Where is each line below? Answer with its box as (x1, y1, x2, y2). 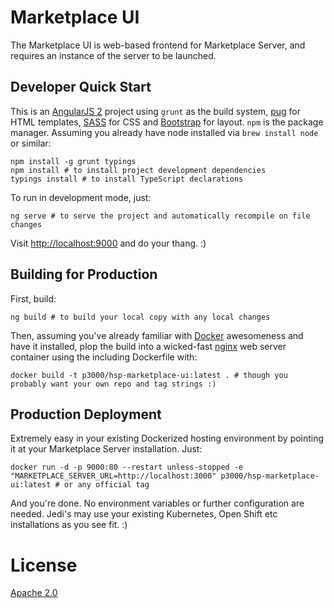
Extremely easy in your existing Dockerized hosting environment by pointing (10, 432, 325, 445)
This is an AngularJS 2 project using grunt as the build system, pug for (10, 105, 302, 117)
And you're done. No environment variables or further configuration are (10, 497, 305, 510)
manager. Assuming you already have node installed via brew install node (10, 126, 319, 138)
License (10, 554, 78, 576)
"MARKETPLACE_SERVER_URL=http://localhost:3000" (10, 471, 217, 481)
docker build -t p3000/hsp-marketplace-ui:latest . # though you (10, 370, 288, 380)
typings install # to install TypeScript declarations (10, 174, 244, 184)
